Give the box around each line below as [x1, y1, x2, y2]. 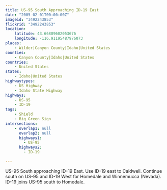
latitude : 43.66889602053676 [14, 31, 76, 36]
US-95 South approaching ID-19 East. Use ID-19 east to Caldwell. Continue [5, 168, 162, 174]
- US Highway [14, 83, 42, 88]
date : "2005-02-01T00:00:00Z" [5, 12, 70, 17]
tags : [5, 107, 17, 112]
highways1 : [18, 135, 42, 141]
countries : [5, 60, 29, 65]
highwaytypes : [5, 78, 36, 84]
